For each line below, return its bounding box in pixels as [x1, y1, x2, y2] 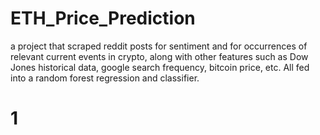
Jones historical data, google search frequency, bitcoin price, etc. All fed [10, 61, 310, 73]
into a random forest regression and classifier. [10, 72, 200, 84]
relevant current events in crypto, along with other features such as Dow [10, 50, 309, 62]
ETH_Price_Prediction [10, 7, 196, 30]
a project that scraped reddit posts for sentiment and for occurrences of [10, 40, 308, 52]
